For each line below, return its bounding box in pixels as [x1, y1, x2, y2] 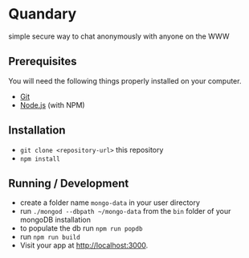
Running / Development [8, 176, 129, 190]
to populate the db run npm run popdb [19, 223, 143, 233]
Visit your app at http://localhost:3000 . [19, 240, 149, 250]
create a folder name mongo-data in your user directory [19, 198, 201, 207]
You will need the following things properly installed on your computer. [8, 76, 242, 85]
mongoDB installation [19, 215, 91, 225]
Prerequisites [8, 55, 77, 68]
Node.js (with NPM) [19, 100, 86, 109]
